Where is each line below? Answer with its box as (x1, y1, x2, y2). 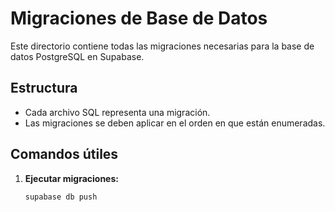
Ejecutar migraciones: (24, 172, 119, 184)
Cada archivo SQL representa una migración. (24, 106, 211, 118)
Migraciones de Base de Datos (10, 7, 268, 30)
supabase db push (24, 192, 98, 202)
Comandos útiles (10, 146, 119, 163)
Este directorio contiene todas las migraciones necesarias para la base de (10, 40, 315, 52)
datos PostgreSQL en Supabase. (10, 50, 145, 62)
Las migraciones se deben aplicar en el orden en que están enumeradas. (24, 117, 326, 129)
